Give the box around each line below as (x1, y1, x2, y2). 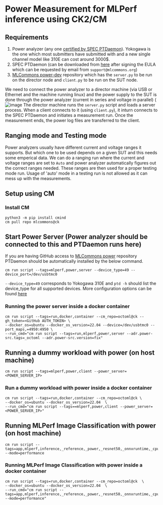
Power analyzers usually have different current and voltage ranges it (5, 144, 142, 150)
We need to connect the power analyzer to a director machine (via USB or (5, 87, 153, 92)
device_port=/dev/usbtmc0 (5, 272, 57, 277)
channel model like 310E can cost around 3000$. (12, 56, 110, 62)
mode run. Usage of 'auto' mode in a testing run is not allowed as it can (5, 170, 148, 176)
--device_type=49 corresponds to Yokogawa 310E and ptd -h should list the (5, 281, 157, 287)
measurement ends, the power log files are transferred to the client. (5, 118, 140, 123)
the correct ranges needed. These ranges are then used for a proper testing (5, 165, 157, 171)
